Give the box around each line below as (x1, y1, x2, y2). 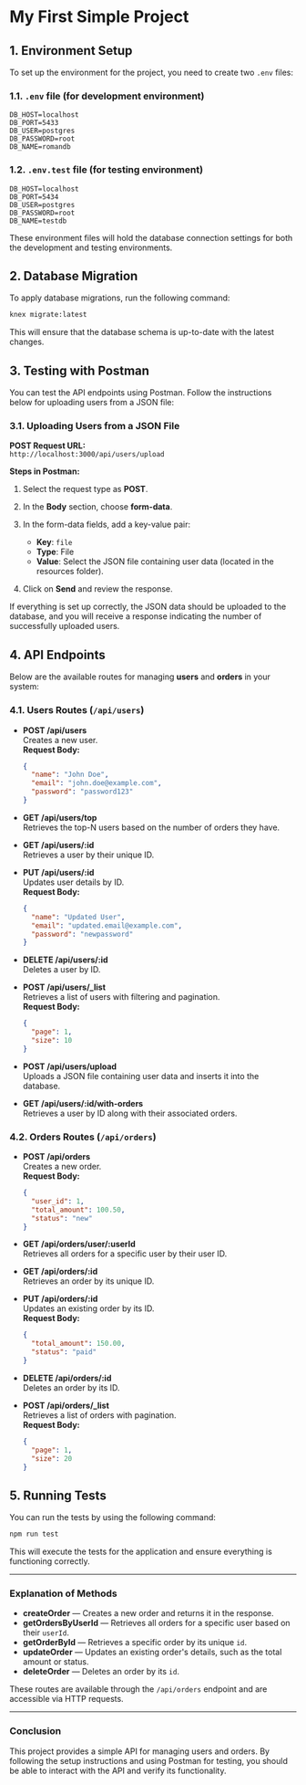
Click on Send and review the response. (22, 583, 173, 594)
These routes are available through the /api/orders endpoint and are (9, 1684, 268, 1695)
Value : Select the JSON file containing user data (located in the (36, 556, 275, 567)
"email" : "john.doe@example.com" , (31, 779, 162, 788)
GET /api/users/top (22, 812, 97, 823)
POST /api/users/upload (22, 1061, 117, 1072)
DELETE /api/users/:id (22, 954, 108, 965)
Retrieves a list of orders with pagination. (22, 1409, 177, 1421)
